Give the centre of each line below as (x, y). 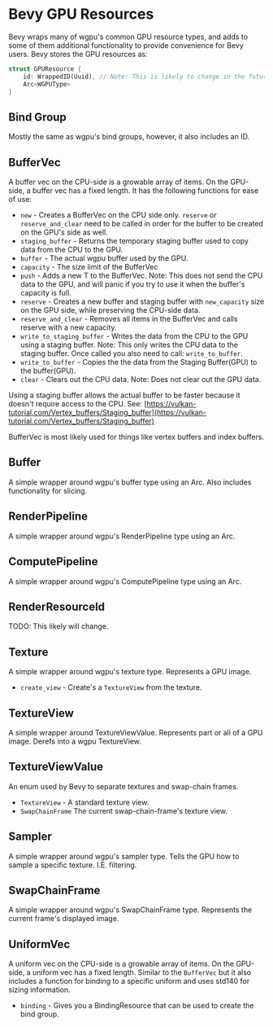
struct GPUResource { (45, 69)
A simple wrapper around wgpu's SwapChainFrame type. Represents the (130, 910)
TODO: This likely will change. (58, 626)
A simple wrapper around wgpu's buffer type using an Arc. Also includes (130, 482)
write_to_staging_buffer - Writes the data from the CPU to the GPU (134, 336)
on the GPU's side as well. (64, 232)
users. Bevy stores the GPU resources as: (78, 54)
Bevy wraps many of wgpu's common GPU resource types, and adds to (128, 37)
